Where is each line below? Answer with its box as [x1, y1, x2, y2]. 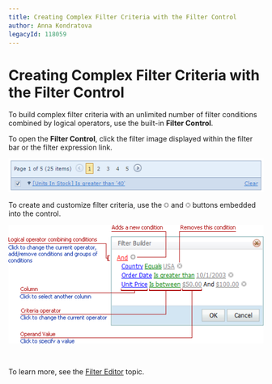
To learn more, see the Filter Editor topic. [8, 366, 145, 376]
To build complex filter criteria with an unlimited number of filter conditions [8, 110, 257, 120]
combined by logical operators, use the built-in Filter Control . [8, 118, 214, 129]
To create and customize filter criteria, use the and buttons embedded [8, 200, 257, 209]
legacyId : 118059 [8, 30, 67, 38]
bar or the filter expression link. [8, 142, 113, 153]
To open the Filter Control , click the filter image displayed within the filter [8, 134, 253, 144]
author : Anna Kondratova [8, 21, 92, 30]
